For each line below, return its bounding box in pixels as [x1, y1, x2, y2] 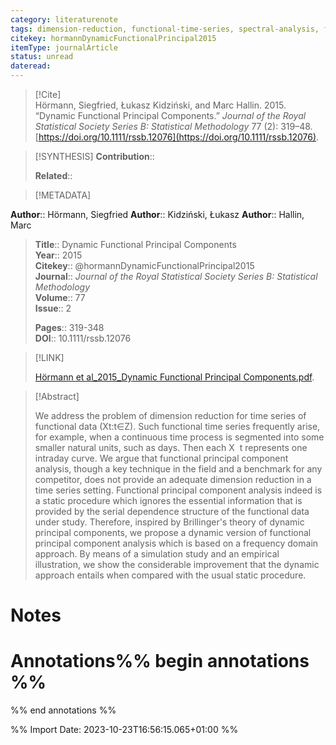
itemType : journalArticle [10, 42, 118, 53]
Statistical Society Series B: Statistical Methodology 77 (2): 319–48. [34, 121, 313, 132]
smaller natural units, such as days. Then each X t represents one [34, 442, 308, 453]
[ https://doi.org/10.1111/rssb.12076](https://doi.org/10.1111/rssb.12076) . [34, 131, 320, 143]
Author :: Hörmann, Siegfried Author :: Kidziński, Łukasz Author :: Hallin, [10, 209, 305, 220]
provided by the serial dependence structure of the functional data [34, 506, 310, 517]
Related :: [34, 170, 73, 181]
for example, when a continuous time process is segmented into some [34, 431, 325, 443]
